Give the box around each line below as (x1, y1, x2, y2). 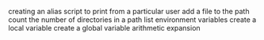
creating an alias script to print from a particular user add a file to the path (8, 7, 250, 16)
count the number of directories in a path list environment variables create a (8, 15, 257, 24)
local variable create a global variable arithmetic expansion (8, 24, 201, 32)
